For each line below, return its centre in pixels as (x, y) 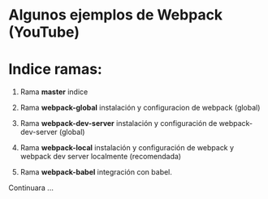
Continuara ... (31, 188)
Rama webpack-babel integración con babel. (96, 172)
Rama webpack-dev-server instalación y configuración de (119, 123)
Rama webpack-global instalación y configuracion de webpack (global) (140, 108)
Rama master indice (54, 92)
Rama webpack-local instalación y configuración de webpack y (127, 148)
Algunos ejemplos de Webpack (116, 15)
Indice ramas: (56, 69)
